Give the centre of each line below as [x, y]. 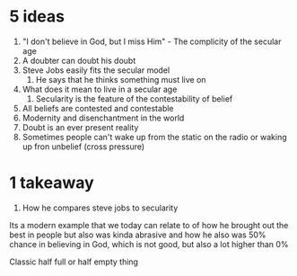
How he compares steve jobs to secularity [100, 208]
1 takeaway [52, 183]
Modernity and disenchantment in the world [103, 118]
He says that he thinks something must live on [121, 79]
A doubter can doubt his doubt [79, 60]
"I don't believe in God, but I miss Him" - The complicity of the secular [152, 41]
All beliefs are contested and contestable [98, 108]
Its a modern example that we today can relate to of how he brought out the [149, 225]
